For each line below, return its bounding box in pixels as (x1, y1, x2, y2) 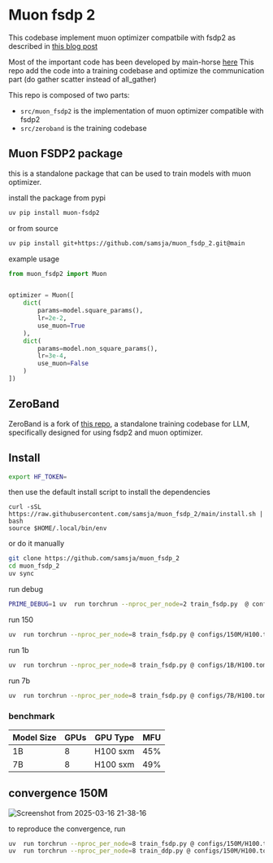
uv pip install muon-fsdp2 (8, 208, 100, 217)
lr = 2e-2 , (37, 314, 67, 322)
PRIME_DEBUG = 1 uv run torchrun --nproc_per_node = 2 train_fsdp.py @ (8, 600, 249, 608)
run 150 (8, 615, 34, 624)
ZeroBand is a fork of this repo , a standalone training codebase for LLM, (8, 418, 250, 428)
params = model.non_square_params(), (37, 344, 158, 353)
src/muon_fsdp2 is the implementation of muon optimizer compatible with (19, 106, 264, 116)
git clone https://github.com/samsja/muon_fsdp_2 (8, 554, 180, 563)
